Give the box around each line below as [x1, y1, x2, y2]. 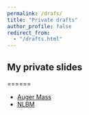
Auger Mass [16, 92, 51, 101]
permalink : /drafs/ [7, 10, 63, 17]
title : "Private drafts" [7, 17, 78, 23]
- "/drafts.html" [13, 36, 63, 43]
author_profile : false [7, 23, 72, 30]
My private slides [7, 61, 83, 73]
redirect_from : [7, 29, 51, 36]
